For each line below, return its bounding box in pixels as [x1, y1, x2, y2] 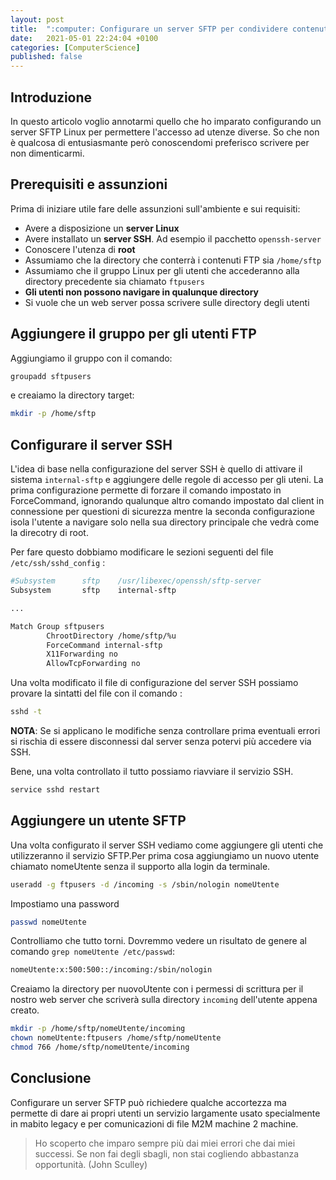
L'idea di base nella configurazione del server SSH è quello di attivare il [10, 463, 303, 475]
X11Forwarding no [46, 649, 118, 660]
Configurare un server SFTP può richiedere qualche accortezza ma [10, 1096, 287, 1108]
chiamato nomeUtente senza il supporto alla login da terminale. [10, 860, 271, 872]
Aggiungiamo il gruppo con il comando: [10, 352, 173, 364]
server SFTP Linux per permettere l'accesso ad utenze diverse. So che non [10, 126, 320, 138]
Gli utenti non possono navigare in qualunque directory [24, 286, 260, 298]
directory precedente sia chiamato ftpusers [24, 275, 205, 287]
